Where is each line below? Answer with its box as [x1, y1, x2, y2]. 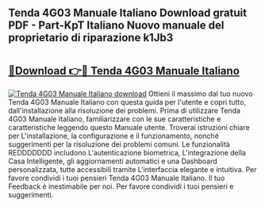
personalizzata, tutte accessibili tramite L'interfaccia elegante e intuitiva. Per [8, 165, 257, 174]
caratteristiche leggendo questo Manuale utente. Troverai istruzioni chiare [8, 123, 250, 132]
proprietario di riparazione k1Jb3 [8, 31, 174, 44]
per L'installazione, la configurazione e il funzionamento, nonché [8, 131, 220, 140]
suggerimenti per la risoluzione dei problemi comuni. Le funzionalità [8, 140, 230, 149]
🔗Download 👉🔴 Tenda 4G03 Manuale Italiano [8, 63, 240, 78]
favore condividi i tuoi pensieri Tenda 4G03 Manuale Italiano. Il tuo [8, 174, 225, 182]
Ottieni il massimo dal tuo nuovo [148, 89, 253, 98]
